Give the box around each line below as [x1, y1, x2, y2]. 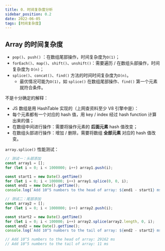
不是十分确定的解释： [5, 95, 48, 101]
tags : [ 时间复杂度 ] [5, 21, 41, 26]
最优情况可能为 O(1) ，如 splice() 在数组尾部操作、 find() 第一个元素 [19, 79, 158, 85]
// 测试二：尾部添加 [5, 197, 41, 202]
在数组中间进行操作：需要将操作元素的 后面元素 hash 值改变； [12, 124, 138, 130]
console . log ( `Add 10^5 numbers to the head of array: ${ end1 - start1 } [5, 188, 155, 193]
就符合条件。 [19, 85, 46, 91]
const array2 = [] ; [5, 201, 45, 206]
